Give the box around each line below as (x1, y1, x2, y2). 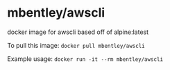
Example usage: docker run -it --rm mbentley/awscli (7, 54, 164, 63)
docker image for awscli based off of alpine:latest (7, 28, 149, 36)
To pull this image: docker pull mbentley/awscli (7, 41, 145, 49)
